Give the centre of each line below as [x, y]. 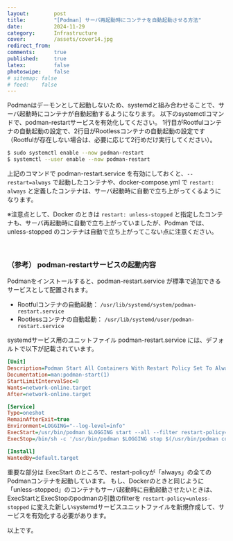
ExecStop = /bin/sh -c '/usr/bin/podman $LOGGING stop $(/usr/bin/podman [113, 439]
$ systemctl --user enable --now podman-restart [79, 160]
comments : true [37, 53]
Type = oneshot [26, 413]
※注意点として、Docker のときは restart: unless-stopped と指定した [106, 214]
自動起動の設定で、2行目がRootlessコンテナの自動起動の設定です [112, 131]
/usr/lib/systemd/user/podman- [149, 320]
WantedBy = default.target [43, 458]
